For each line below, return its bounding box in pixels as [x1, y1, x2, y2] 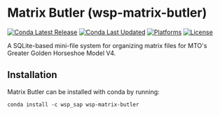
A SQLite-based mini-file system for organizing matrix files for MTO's [7, 41, 207, 49]
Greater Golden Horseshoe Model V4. [7, 49, 116, 57]
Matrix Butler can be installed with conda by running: [7, 87, 160, 95]
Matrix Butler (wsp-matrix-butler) [7, 5, 207, 21]
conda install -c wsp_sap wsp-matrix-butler [7, 101, 139, 108]
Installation [7, 69, 57, 81]
